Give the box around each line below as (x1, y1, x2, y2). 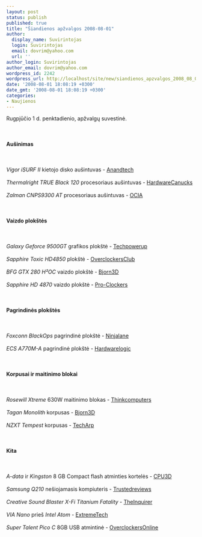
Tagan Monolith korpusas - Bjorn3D (6, 408, 95, 416)
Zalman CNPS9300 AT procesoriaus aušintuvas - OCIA (6, 191, 143, 198)
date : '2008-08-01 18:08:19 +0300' (6, 82, 96, 88)
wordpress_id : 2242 (6, 70, 55, 76)
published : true (6, 20, 47, 26)
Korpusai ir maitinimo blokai (6, 370, 78, 378)
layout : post (6, 8, 39, 15)
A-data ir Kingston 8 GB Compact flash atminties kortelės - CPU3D (6, 473, 173, 480)
